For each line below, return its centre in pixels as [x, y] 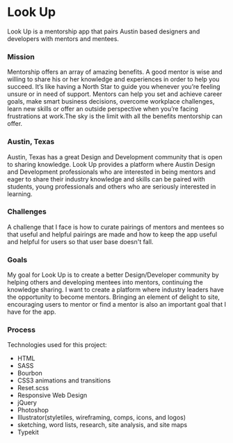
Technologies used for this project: [57, 345]
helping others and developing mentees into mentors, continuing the [105, 282]
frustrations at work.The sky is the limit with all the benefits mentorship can [115, 116]
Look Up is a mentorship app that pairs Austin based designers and [104, 31]
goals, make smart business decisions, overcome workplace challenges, [111, 102]
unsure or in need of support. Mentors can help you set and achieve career [115, 94]
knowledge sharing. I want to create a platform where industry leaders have [115, 290]
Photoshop [33, 410]
